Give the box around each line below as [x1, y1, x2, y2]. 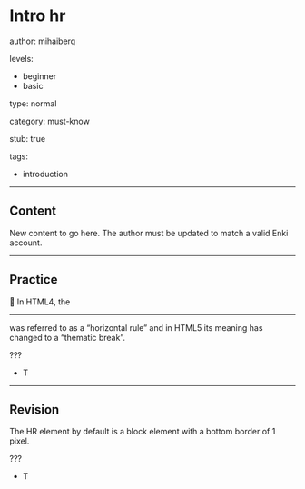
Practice [9, 272, 58, 287]
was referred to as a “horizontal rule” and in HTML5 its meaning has [9, 322, 263, 333]
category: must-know [9, 115, 91, 126]
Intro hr [9, 5, 66, 26]
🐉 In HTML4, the [9, 296, 71, 307]
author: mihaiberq [9, 35, 76, 46]
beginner [22, 70, 57, 82]
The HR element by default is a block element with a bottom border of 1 [9, 426, 276, 437]
